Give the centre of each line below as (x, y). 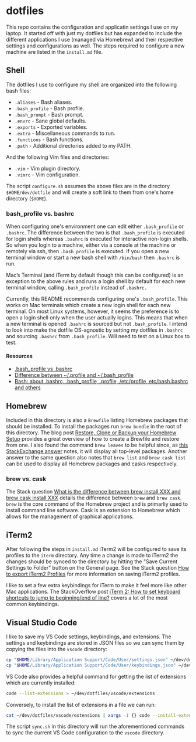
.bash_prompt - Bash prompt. (49, 114)
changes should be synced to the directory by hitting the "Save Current (92, 561)
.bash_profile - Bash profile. (49, 108)
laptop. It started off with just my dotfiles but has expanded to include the (94, 33)
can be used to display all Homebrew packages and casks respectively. (92, 464)
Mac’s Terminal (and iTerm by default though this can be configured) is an (95, 275)
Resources (20, 356)
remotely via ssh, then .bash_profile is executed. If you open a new (88, 251)
